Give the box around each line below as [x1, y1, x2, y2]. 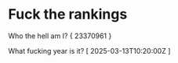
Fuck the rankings [8, 5, 128, 23]
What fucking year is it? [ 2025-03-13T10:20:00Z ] [8, 46, 171, 55]
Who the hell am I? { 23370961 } [8, 31, 112, 40]
